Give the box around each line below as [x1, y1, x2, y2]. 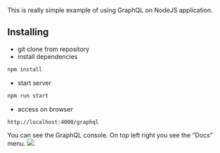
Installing [7, 26, 49, 38]
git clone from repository [17, 45, 90, 53]
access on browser [17, 105, 74, 113]
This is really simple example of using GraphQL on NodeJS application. [7, 6, 213, 14]
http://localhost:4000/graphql [7, 119, 99, 126]
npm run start [7, 92, 49, 99]
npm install [7, 66, 42, 73]
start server [17, 79, 51, 87]
